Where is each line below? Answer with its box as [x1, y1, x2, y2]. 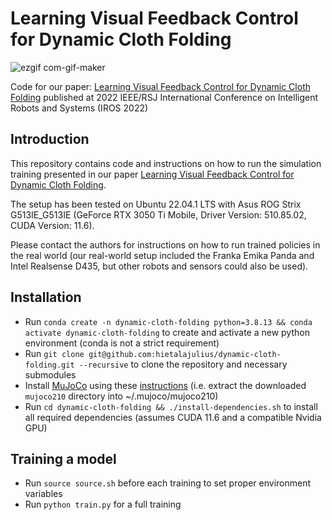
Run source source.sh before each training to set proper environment [24, 477, 312, 489]
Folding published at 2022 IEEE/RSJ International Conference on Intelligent [10, 91, 319, 103]
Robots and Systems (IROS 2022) [10, 102, 149, 114]
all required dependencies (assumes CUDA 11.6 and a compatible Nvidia [24, 411, 322, 423]
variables [24, 488, 63, 500]
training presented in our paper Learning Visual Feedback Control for [10, 168, 295, 180]
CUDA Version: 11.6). [10, 219, 95, 231]
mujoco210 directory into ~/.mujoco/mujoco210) [24, 390, 219, 402]
